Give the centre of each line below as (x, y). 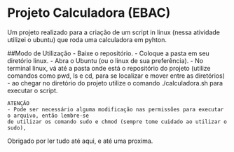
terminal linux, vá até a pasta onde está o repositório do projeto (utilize (109, 68)
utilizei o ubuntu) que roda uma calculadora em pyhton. (87, 39)
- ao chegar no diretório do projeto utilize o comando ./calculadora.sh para (115, 83)
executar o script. (33, 90)
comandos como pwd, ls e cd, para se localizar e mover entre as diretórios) (116, 76)
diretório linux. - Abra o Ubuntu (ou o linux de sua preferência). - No (105, 60)
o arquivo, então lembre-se (48, 116)
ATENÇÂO (19, 103)
